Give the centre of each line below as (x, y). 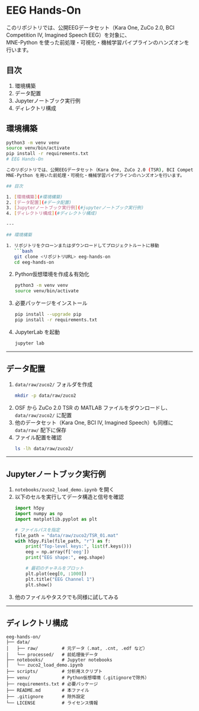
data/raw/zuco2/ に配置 (43, 415)
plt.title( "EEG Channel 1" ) (60, 579)
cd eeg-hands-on (34, 262)
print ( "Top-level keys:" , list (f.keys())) (79, 546)
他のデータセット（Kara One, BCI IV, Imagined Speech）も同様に (94, 422)
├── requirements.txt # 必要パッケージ (52, 684)
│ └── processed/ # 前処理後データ (52, 655)
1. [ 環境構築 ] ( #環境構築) (35, 197)
